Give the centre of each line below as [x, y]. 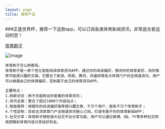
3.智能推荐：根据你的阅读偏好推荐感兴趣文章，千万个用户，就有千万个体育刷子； [76, 106]
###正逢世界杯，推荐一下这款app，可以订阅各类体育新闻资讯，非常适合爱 [81, 29]
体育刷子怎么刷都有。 [24, 65]
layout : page [19, 10]
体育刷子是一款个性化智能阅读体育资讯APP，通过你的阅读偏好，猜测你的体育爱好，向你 [81, 70]
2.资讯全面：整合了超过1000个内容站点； [41, 101]
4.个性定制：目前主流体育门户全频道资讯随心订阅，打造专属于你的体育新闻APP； [75, 111]
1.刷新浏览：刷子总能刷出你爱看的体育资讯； [44, 96]
